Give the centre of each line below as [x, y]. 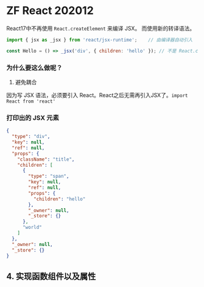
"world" [32, 227]
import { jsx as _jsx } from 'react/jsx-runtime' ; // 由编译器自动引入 [100, 40]
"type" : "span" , [49, 176]
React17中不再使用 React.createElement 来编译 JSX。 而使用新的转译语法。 [101, 28]
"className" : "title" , [46, 159]
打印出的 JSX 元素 [33, 118]
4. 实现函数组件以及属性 [51, 276]
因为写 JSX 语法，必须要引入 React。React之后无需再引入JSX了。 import [97, 95]
